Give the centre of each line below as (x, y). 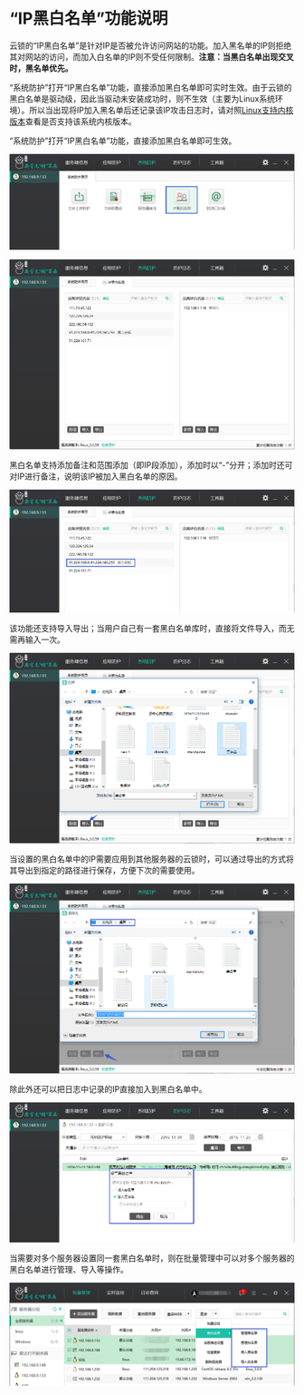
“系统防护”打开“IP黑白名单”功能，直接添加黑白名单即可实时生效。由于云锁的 (151, 87)
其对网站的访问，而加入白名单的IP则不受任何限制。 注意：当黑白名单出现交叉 (152, 56)
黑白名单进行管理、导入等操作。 (69, 1269)
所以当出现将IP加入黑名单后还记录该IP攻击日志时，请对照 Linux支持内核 (161, 110)
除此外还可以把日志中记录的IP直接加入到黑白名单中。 (108, 1088)
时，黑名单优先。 (41, 68)
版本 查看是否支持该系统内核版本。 (73, 121)
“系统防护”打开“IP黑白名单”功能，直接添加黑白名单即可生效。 (123, 141)
